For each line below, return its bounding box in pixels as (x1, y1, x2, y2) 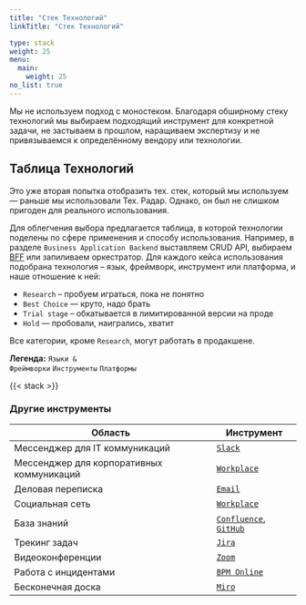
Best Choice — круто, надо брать (22, 298, 151, 309)
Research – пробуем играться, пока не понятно (22, 288, 205, 299)
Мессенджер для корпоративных (14, 456, 163, 469)
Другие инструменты (9, 403, 112, 415)
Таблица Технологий (9, 161, 135, 177)
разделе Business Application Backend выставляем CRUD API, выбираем (9, 241, 293, 252)
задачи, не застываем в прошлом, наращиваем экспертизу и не (9, 125, 260, 136)
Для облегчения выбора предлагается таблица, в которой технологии (9, 222, 284, 233)
